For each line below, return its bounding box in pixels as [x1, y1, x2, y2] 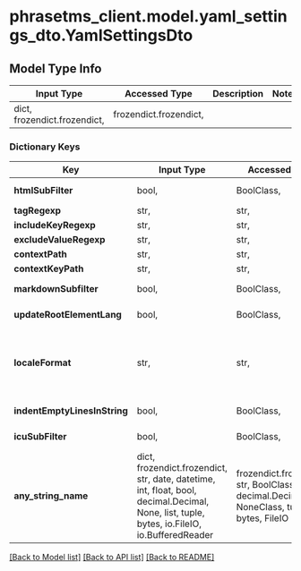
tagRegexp [13, 204, 61, 217]
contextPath [13, 248, 67, 260]
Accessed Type [124, 88, 193, 99]
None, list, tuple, [136, 507, 205, 519]
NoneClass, [236, 501, 285, 514]
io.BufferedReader [136, 529, 214, 541]
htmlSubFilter [13, 184, 73, 197]
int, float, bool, [136, 484, 197, 497]
